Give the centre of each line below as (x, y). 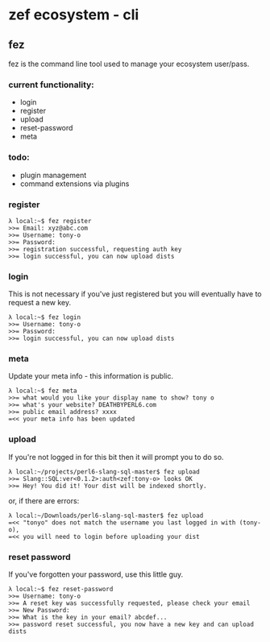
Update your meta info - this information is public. (91, 376)
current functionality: (51, 85)
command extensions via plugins (75, 184)
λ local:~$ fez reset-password (61, 590)
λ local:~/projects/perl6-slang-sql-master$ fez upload (104, 472)
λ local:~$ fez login (45, 317)
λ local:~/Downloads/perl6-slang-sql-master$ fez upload (106, 516)
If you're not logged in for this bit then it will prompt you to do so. (116, 457)
